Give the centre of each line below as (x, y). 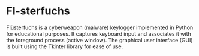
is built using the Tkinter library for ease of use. (65, 46)
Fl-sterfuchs (38, 11)
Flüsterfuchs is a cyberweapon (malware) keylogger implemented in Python (100, 27)
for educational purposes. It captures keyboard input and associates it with (99, 33)
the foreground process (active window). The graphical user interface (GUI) (99, 40)
